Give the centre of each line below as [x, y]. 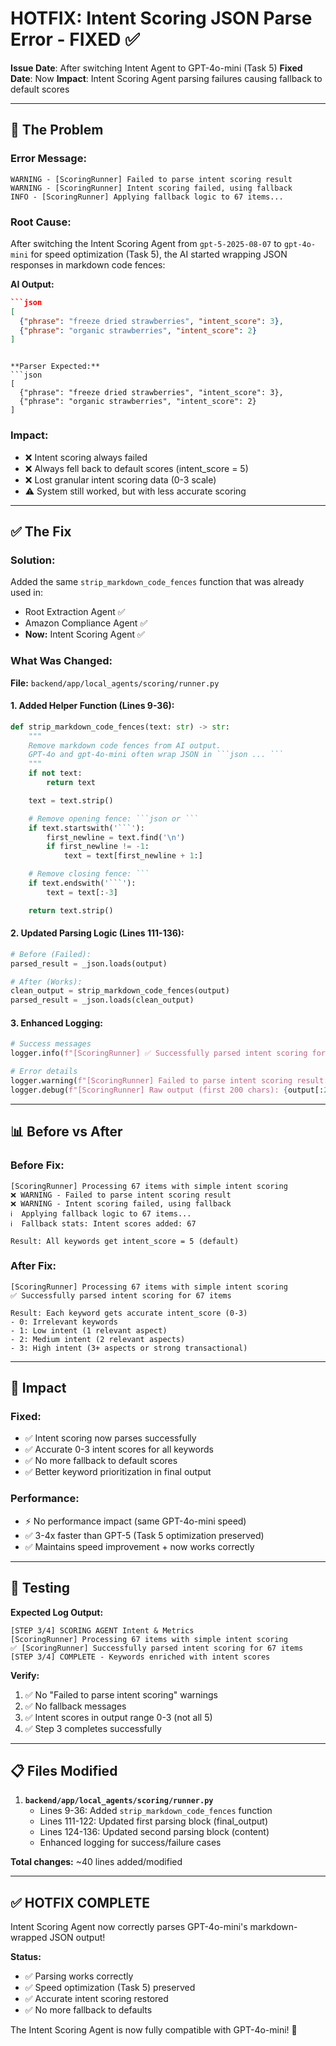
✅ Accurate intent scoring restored [96, 1999]
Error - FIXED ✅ [75, 39]
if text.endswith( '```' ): [82, 883]
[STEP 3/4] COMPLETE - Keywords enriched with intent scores [140, 1657]
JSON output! [77, 1938]
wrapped [29, 1938]
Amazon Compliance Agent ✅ [86, 623]
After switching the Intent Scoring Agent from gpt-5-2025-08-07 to [146, 243]
